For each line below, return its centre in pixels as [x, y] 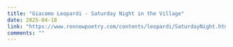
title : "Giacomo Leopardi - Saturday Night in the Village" [96, 13]
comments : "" [26, 33]
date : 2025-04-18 [32, 20]
